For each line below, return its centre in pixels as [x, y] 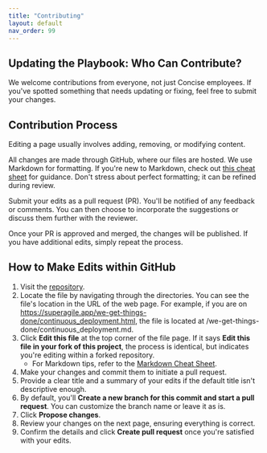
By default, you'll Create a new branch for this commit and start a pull [137, 398]
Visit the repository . [52, 287]
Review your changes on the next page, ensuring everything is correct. [138, 423]
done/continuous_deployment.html [78, 320]
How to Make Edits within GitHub [92, 267]
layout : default [35, 23]
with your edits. [45, 440]
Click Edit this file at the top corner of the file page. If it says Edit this [135, 337]
